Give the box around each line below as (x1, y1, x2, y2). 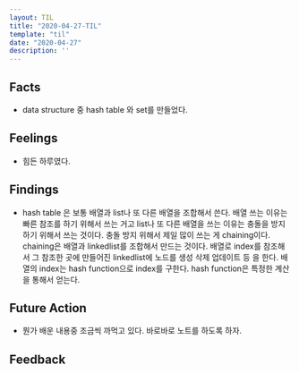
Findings (9, 182, 60, 198)
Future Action (9, 301, 87, 316)
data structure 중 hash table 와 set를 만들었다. (21, 104, 188, 114)
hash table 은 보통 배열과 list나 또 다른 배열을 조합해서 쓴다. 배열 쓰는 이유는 (21, 207, 288, 217)
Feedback (9, 352, 66, 367)
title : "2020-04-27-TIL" (9, 21, 102, 30)
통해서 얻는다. (31, 274, 81, 284)
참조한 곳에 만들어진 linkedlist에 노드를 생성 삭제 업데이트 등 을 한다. (41, 251, 279, 262)
